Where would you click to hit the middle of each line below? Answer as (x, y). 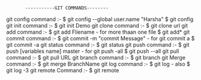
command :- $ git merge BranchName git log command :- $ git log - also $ (98, 64)
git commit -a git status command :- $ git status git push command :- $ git (98, 45)
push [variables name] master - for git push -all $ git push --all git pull (93, 51)
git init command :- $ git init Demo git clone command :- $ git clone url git (97, 26)
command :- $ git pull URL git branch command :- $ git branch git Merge (96, 57)
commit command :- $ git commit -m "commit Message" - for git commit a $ (100, 38)
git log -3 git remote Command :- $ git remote (63, 70)
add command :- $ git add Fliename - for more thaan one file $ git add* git (98, 32)
